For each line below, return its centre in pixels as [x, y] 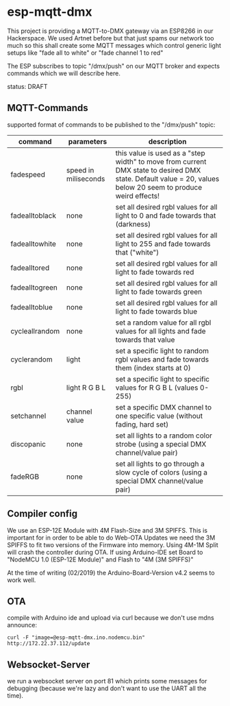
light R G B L [86, 388]
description [167, 141]
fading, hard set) [142, 424]
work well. [22, 580]
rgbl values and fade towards [162, 359]
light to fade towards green [159, 292]
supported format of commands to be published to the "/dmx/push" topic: [111, 125]
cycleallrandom [35, 331]
